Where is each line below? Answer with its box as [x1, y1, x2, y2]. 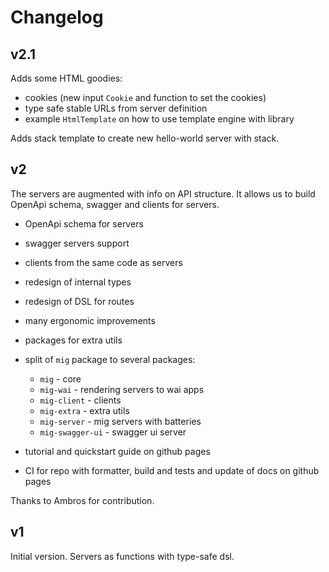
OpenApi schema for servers [24, 217, 144, 230]
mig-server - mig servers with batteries [39, 415, 202, 427]
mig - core [39, 372, 82, 385]
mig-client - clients [39, 394, 122, 406]
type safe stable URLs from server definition [24, 102, 208, 114]
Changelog [10, 6, 104, 29]
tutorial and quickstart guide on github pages [24, 445, 211, 457]
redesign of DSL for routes [24, 295, 135, 307]
